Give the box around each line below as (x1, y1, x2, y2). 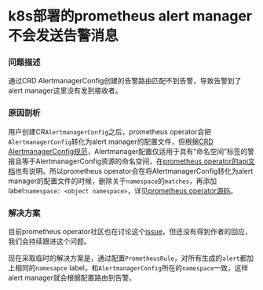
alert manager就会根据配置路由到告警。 (8, 273, 136, 283)
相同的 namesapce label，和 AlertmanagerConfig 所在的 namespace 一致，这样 (14, 263, 249, 273)
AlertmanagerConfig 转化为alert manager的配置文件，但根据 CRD (8, 137, 214, 146)
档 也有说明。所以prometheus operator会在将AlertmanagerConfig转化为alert (8, 166, 254, 175)
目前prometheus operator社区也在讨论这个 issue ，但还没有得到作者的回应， (8, 227, 253, 237)
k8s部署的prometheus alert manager (8, 7, 253, 25)
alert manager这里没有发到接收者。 (8, 86, 122, 95)
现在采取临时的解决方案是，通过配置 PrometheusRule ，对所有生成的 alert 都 (8, 253, 247, 263)
